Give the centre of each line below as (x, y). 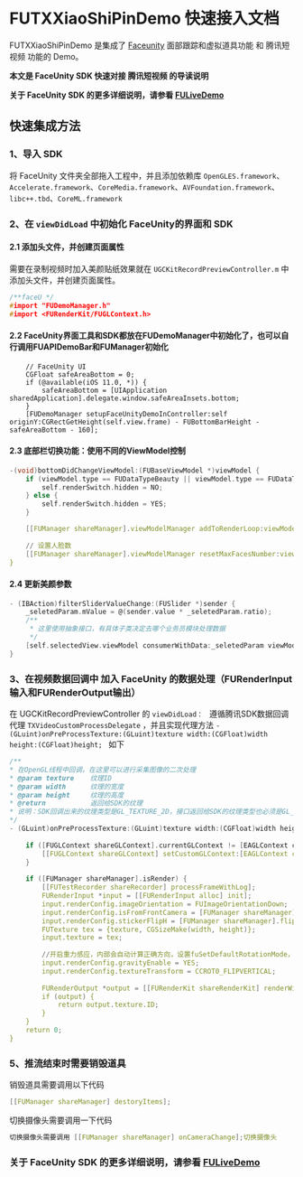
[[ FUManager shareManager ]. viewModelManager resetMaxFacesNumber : (153, 554)
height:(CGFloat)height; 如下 (67, 744)
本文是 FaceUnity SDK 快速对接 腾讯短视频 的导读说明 (109, 75)
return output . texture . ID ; (108, 1005)
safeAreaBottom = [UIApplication (105, 390)
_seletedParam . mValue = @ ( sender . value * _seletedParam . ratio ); (149, 612)
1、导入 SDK (36, 154)
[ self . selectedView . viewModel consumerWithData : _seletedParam (145, 645)
